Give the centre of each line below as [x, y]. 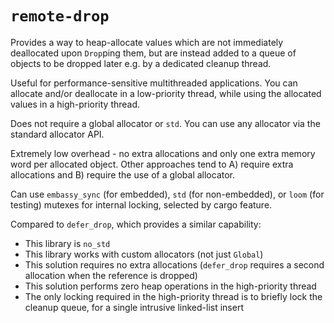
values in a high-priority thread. [75, 104]
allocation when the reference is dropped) [111, 275]
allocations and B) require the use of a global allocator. [123, 174]
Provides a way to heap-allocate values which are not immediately [147, 42]
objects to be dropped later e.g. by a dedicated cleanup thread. [141, 63]
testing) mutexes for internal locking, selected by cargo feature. [141, 204]
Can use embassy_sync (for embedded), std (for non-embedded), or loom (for [167, 194]
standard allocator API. [57, 134]
